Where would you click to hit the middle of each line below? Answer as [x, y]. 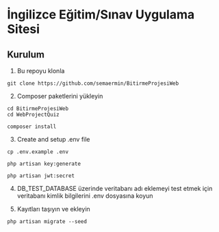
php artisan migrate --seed [47, 222]
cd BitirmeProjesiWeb [38, 109]
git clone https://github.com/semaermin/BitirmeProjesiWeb [93, 83]
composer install [32, 127]
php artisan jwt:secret [41, 176]
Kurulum [26, 54]
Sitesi [23, 29]
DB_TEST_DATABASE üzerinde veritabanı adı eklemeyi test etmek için [115, 189]
